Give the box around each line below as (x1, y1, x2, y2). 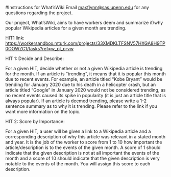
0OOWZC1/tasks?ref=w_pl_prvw (5, 46, 74, 51)
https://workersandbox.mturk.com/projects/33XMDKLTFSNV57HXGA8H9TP (5, 40, 166, 46)
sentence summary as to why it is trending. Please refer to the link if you (5, 103, 157, 109)
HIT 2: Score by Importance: (5, 119, 65, 124)
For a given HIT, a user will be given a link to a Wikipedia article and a (5, 128, 151, 134)
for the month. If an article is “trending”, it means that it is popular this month (5, 71, 166, 77)
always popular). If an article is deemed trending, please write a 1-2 (5, 98, 147, 104)
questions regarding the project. (5, 10, 73, 16)
